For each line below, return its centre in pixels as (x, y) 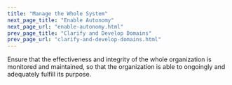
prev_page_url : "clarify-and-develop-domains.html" (84, 40)
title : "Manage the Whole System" (58, 14)
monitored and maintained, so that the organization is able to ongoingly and (116, 67)
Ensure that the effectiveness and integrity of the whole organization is (109, 59)
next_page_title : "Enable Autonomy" (61, 20)
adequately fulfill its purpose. (49, 75)
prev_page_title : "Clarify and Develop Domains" (80, 33)
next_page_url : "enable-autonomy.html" (66, 26)
